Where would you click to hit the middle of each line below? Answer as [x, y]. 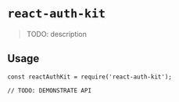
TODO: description [57, 34]
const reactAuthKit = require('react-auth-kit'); [90, 77]
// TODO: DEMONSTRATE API [49, 90]
